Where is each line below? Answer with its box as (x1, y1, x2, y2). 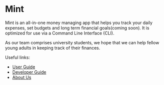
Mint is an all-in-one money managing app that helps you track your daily (5, 20, 153, 26)
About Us (12, 74, 32, 80)
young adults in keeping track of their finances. (5, 45, 100, 51)
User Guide (12, 64, 35, 70)
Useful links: (5, 54, 30, 60)
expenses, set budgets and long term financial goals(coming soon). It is (5, 25, 149, 30)
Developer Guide (12, 69, 47, 75)
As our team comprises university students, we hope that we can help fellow (5, 39, 160, 45)
